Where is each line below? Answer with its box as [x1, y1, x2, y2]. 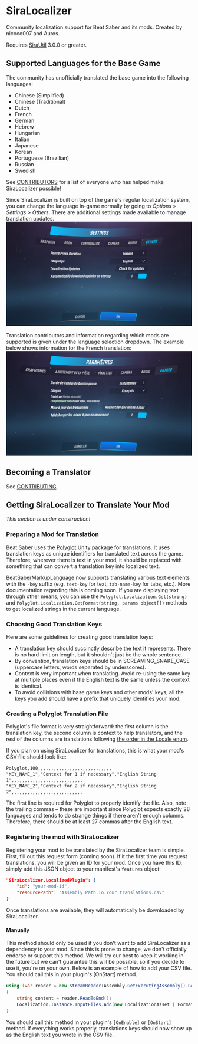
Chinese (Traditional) [14, 98, 66, 105]
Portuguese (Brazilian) [14, 155, 70, 162]
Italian [14, 136, 30, 143]
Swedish [14, 167, 36, 174]
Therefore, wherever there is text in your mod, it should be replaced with [6, 556, 182, 563]
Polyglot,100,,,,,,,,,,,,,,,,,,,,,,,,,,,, [6, 766, 112, 771]
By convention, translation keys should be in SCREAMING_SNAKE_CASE [14, 657, 190, 664]
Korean [14, 148, 32, 155]
